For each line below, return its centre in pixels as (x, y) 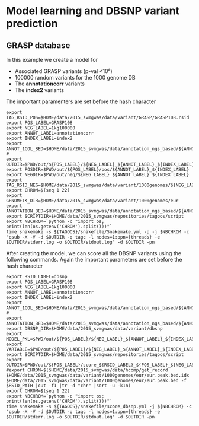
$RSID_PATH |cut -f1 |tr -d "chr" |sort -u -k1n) (69, 386)
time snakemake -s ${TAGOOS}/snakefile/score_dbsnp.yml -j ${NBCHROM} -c (99, 406)
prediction (32, 23)
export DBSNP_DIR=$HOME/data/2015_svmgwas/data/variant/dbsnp (84, 329)
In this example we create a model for (52, 60)
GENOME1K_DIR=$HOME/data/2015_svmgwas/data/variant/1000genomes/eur (92, 201)
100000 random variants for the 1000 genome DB (75, 77)
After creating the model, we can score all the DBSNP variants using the (94, 253)
